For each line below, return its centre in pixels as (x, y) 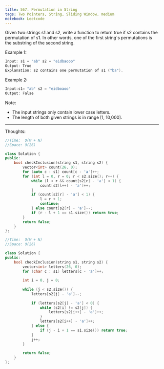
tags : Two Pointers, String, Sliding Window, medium (60, 14)
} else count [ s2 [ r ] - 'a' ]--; (62, 208)
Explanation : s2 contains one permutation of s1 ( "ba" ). (64, 71)
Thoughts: (15, 131)
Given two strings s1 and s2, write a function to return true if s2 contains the (81, 33)
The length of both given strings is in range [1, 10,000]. (67, 117)
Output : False (20, 93)
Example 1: (16, 52)
